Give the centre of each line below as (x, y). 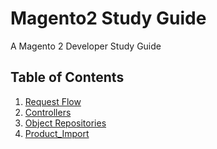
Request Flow (53, 101)
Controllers (48, 112)
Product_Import (57, 133)
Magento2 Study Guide (108, 18)
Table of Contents (67, 77)
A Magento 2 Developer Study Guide (86, 46)
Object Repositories (65, 123)
